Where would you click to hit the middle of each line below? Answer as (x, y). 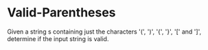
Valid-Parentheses (61, 13)
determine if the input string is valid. (58, 38)
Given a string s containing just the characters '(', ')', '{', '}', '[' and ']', (104, 32)
